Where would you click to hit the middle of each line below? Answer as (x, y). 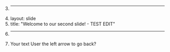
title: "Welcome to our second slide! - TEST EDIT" (63, 24)
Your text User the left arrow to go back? (53, 44)
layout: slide (23, 18)
